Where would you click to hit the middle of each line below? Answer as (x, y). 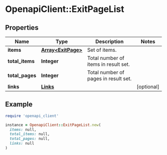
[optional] (148, 87)
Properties (22, 28)
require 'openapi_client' (32, 116)
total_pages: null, (30, 139)
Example (19, 104)
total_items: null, (30, 134)
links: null (22, 144)
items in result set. (109, 64)
